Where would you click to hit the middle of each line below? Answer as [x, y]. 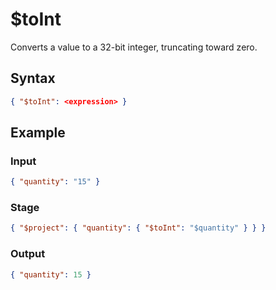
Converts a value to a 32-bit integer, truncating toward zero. [134, 47]
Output [28, 254]
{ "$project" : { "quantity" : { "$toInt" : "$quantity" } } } [138, 228]
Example [38, 133]
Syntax [33, 78]
